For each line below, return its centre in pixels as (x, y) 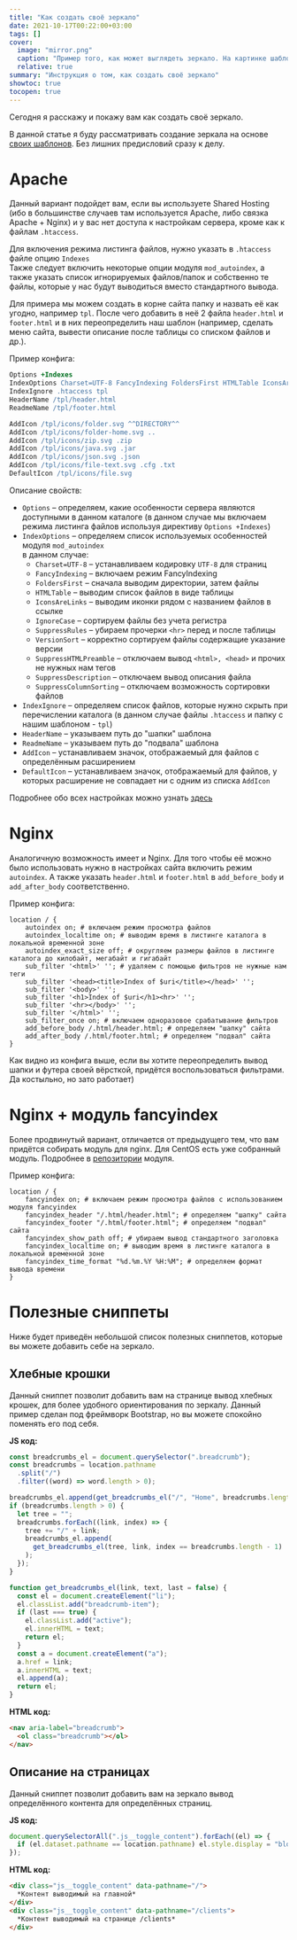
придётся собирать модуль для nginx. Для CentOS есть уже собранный (145, 1149)
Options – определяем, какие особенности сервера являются (138, 507)
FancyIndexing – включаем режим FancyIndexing (126, 573)
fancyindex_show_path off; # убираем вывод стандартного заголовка (152, 1238)
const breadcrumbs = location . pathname (83, 1465)
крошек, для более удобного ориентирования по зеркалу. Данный (135, 1405)
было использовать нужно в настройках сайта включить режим (131, 867)
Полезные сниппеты (89, 1312)
